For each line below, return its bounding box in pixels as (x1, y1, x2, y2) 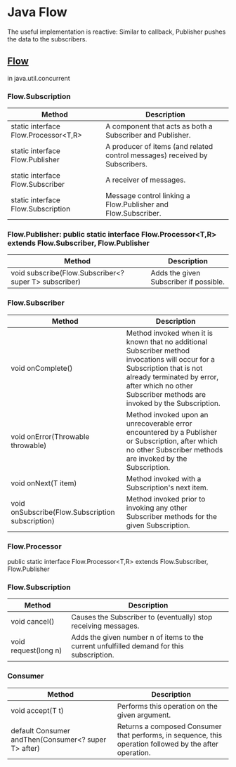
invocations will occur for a (126, 354, 216, 364)
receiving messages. (71, 621, 140, 631)
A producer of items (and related (105, 142, 214, 152)
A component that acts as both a (105, 122, 213, 131)
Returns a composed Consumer (117, 721, 223, 731)
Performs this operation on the (117, 701, 218, 711)
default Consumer (11, 726, 70, 735)
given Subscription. (126, 520, 190, 530)
